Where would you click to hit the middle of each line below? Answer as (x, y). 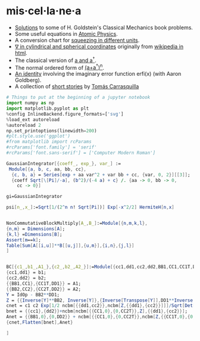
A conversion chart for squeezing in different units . (77, 40)
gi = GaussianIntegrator (34, 197)
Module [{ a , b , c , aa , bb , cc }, (47, 169)
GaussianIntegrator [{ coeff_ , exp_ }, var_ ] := (63, 163)
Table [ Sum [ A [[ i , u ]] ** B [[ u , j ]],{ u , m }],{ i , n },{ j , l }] (70, 246)
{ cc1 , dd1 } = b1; (26, 272)
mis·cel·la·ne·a (44, 11)
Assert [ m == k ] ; (24, 240)
